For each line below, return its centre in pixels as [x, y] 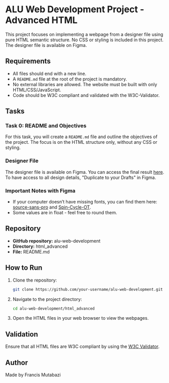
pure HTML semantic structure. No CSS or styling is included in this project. [84, 40]
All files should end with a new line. [49, 73]
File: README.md [31, 251]
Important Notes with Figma [40, 191]
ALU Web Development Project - [75, 9]
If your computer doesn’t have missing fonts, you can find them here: [85, 202]
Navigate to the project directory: [47, 299]
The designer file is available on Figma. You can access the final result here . [85, 172]
